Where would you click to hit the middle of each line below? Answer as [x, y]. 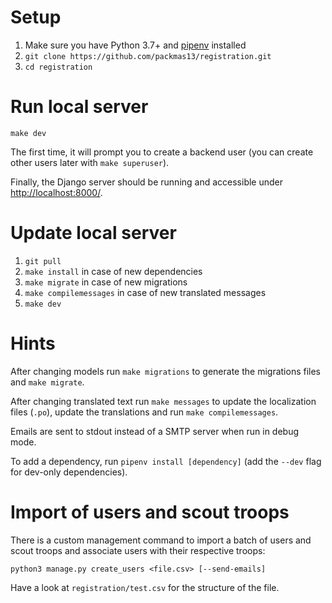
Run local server [79, 107]
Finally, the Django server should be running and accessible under [147, 182]
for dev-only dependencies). [69, 472]
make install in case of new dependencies [113, 271]
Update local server [93, 233]
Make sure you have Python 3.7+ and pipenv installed [135, 45]
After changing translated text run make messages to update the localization [163, 401]
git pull [43, 261]
